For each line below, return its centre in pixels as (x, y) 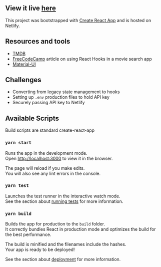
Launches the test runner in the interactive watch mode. (63, 196)
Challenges (23, 80)
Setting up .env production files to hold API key (61, 97)
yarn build (18, 213)
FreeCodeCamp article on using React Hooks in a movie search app (82, 59)
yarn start (18, 143)
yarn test (17, 186)
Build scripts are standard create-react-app (50, 130)
